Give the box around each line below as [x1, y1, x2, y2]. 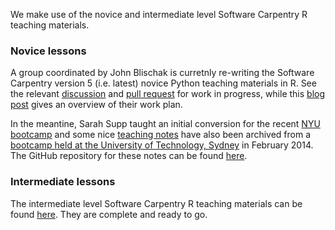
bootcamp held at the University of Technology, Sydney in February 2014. [10, 139, 314, 151]
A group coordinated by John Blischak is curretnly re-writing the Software [10, 67, 315, 79]
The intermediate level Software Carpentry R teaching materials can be [10, 197, 303, 209]
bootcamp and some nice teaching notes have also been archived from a [10, 129, 312, 141]
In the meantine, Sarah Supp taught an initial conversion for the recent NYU [10, 118, 321, 130]
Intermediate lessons [10, 175, 116, 189]
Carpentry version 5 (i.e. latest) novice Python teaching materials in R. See [10, 77, 317, 89]
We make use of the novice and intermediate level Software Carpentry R [10, 9, 308, 20]
